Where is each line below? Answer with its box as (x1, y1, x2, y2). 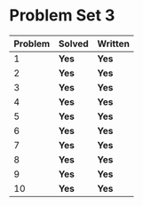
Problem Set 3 (9, 5, 115, 26)
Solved (58, 37, 89, 50)
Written (97, 37, 131, 50)
